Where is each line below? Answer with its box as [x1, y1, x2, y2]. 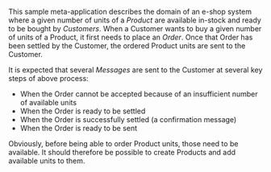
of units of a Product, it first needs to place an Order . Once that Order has [8, 32, 253, 42]
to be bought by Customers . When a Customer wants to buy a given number [8, 24, 262, 33]
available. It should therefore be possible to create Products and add [8, 148, 236, 157]
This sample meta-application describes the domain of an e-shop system [8, 7, 252, 16]
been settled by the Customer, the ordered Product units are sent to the [8, 41, 246, 51]
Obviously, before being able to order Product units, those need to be [8, 139, 239, 148]
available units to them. [8, 156, 85, 166]
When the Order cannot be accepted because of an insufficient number [19, 89, 258, 99]
